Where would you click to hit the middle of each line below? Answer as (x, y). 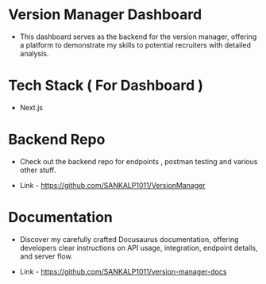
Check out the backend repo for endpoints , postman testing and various (139, 161)
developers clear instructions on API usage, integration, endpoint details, (139, 248)
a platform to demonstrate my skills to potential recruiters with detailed (135, 44)
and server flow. (46, 256)
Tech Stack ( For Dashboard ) (106, 86)
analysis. (34, 53)
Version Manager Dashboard (105, 15)
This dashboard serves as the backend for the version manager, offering (138, 36)
